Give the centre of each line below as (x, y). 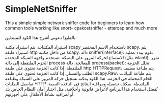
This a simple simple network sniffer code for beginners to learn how (75, 23)
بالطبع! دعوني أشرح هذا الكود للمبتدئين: (41, 37)
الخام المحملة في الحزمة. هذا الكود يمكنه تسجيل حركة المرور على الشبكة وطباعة (79, 78)
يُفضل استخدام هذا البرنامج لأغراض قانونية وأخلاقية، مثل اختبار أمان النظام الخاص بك (82, 89)
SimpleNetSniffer (41, 9)
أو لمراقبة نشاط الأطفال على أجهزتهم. (40, 94)
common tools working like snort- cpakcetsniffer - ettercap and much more (81, 28)
